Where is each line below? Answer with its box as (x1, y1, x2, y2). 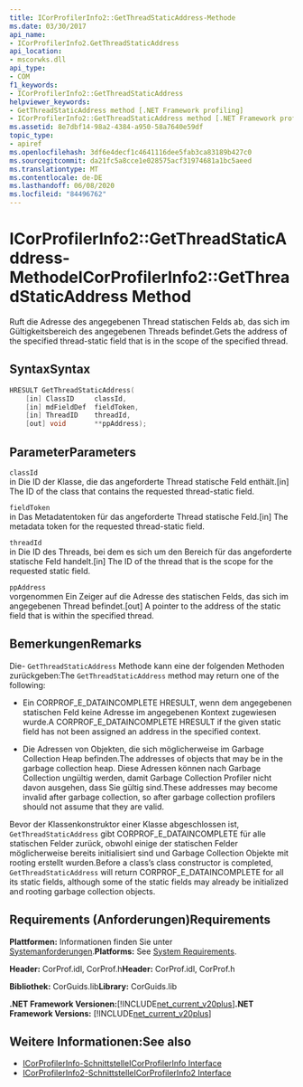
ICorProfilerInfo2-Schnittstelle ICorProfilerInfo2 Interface (22, 1068, 232, 1079)
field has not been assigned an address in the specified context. (22, 725, 262, 737)
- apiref (9, 139, 42, 148)
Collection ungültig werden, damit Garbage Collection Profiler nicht (22, 772, 272, 783)
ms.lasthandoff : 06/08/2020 (9, 182, 115, 191)
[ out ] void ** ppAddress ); (25, 420, 147, 429)
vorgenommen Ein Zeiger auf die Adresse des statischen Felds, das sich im (9, 591, 289, 601)
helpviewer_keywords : (9, 97, 91, 107)
